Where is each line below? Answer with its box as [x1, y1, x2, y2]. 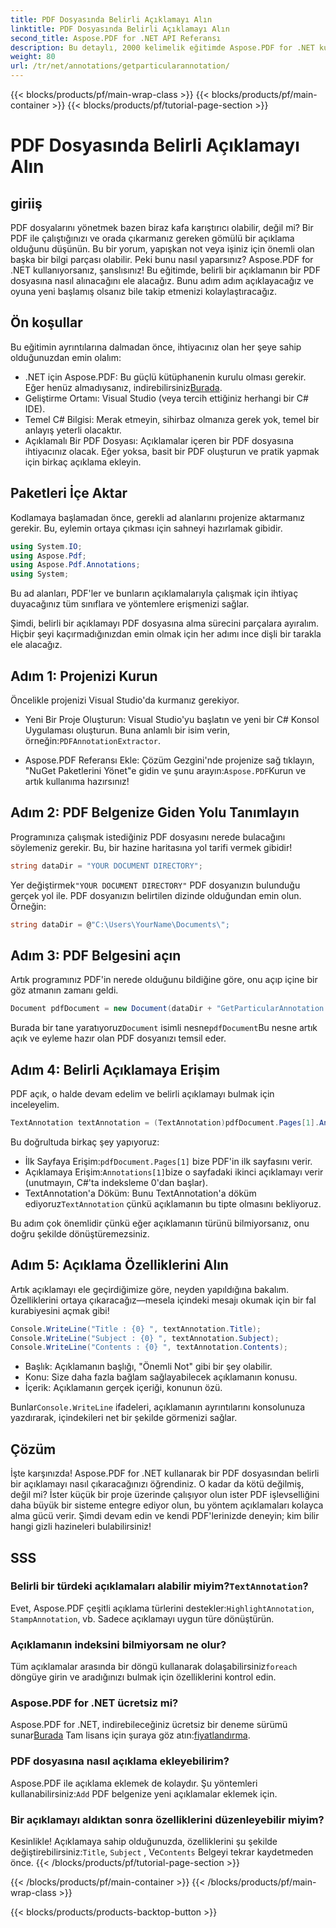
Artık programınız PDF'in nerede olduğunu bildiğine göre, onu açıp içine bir [10, 974, 318, 986]
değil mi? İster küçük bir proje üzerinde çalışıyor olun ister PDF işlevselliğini [10, 1489, 320, 1501]
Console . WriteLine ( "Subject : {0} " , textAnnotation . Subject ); [10, 1333, 280, 1343]
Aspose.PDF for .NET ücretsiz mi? [10, 1696, 179, 1710]
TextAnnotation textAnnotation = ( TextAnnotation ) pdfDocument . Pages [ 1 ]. [10, 1118, 320, 1128]
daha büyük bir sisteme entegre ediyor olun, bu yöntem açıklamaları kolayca [10, 1499, 324, 1511]
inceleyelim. [10, 1099, 60, 1110]
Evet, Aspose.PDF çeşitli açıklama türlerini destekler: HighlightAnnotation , [10, 1602, 315, 1614]
